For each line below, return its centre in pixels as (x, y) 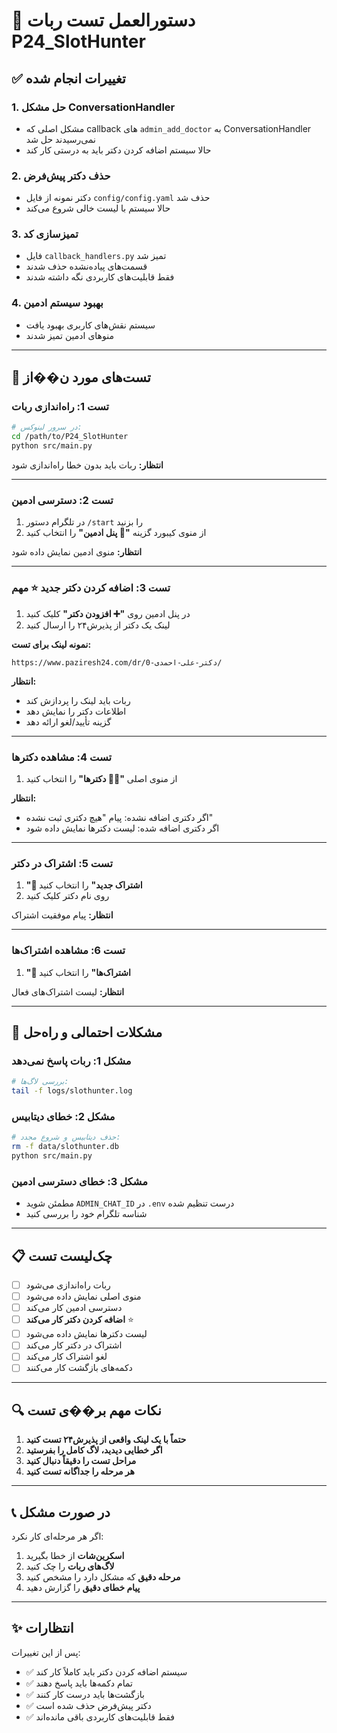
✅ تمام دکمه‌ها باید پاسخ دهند (79, 1683)
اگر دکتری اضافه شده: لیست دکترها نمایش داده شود (122, 828)
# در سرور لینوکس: (47, 427)
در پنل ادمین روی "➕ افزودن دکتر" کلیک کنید (108, 613)
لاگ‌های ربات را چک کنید (70, 1566)
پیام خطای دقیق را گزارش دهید (83, 1588)
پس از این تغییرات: (46, 1652)
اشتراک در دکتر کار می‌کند (74, 1345)
